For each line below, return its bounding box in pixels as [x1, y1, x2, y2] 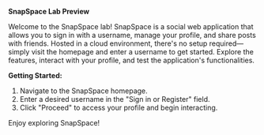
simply [8, 47, 30, 56]
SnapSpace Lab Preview [8, 7, 89, 16]
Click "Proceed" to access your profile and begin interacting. [19, 103, 218, 112]
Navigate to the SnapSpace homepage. [19, 86, 148, 96]
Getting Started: [8, 71, 62, 80]
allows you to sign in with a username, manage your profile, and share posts [8, 31, 257, 39]
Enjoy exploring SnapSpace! [8, 118, 100, 127]
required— [209, 39, 243, 48]
